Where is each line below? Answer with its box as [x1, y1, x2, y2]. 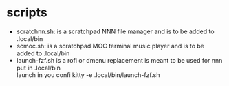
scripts [6, 5, 47, 20]
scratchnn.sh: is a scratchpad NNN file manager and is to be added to [16, 27, 215, 35]
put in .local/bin [16, 63, 61, 72]
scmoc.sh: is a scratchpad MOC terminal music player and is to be [16, 42, 204, 50]
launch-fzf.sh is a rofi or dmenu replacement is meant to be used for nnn [16, 56, 223, 64]
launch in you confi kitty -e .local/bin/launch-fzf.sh [16, 70, 160, 79]
